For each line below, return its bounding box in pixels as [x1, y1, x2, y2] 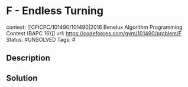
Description [6, 53, 50, 63]
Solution [6, 73, 38, 83]
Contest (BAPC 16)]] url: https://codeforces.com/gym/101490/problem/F [6, 29, 182, 36]
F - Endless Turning [6, 4, 103, 18]
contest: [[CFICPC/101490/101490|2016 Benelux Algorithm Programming [6, 24, 183, 31]
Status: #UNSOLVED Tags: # [6, 36, 76, 43]
